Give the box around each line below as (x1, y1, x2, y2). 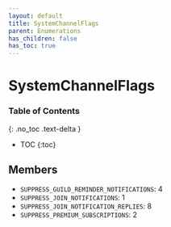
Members (8, 163, 58, 176)
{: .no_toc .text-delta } (8, 124, 81, 133)
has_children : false (8, 34, 78, 43)
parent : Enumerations (8, 27, 81, 35)
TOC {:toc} (19, 139, 56, 149)
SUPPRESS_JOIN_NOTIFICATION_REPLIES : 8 (19, 201, 152, 211)
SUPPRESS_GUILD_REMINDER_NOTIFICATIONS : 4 (19, 184, 163, 194)
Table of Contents (8, 106, 81, 117)
